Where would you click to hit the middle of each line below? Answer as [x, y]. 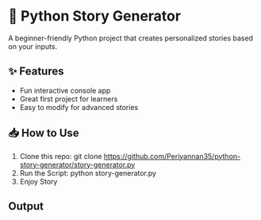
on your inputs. [33, 46]
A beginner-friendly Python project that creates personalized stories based [131, 38]
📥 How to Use [44, 133]
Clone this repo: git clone [61, 156]
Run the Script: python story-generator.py [88, 173]
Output [26, 206]
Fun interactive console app [65, 90]
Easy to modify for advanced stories [79, 107]
